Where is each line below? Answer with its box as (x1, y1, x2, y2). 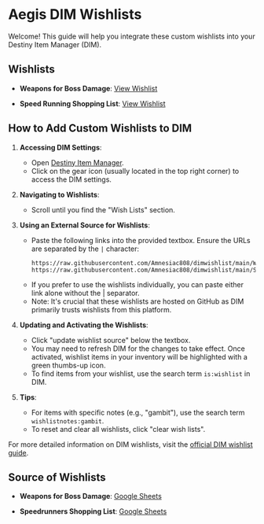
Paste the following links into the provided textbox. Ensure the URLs (31, 235, 251, 245)
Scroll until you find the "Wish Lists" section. (31, 205, 175, 214)
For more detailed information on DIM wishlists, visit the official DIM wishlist (8, 439, 253, 449)
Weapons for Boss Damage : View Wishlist (19, 83, 158, 93)
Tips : (19, 392, 37, 402)
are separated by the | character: (31, 244, 140, 253)
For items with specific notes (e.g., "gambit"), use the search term (31, 408, 245, 417)
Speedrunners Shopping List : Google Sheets (19, 507, 167, 516)
